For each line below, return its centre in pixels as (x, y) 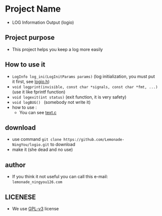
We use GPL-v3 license (35, 209)
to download (63, 145)
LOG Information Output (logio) (43, 22)
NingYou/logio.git (31, 145)
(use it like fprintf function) (39, 92)
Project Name (33, 9)
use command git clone (37, 139)
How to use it (25, 65)
